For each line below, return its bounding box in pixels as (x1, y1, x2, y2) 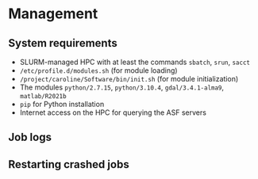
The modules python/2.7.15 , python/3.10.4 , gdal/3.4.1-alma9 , (19, 82, 225, 92)
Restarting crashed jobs (8, 158, 129, 171)
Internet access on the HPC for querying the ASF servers (19, 108, 206, 117)
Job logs (8, 131, 52, 144)
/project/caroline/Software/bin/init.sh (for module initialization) (19, 74, 239, 83)
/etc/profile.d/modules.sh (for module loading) (19, 66, 178, 75)
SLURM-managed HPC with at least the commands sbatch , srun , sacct (19, 57, 250, 67)
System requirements (8, 36, 117, 50)
